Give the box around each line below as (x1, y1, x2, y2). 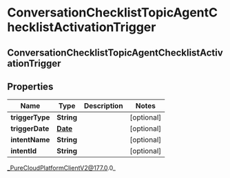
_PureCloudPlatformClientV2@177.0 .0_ (7, 164, 116, 173)
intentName (10, 135, 50, 145)
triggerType (10, 113, 50, 122)
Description (83, 101, 123, 111)
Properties (7, 80, 54, 92)
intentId (10, 146, 36, 156)
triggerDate (10, 124, 50, 133)
